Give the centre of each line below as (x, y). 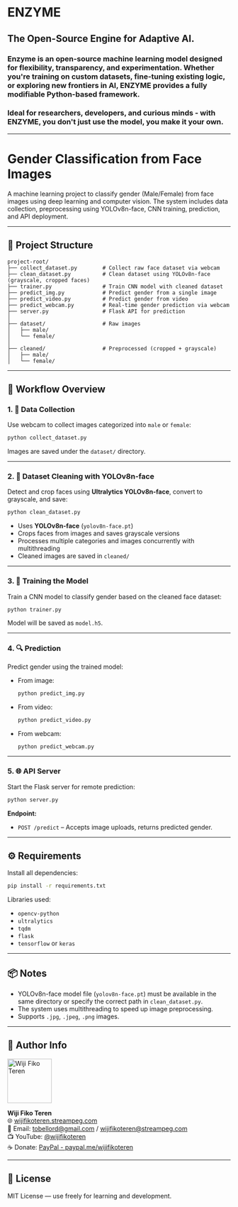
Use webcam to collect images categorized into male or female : (99, 425)
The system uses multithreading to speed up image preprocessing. (115, 1009)
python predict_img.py (51, 693)
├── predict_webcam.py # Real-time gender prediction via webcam (119, 305)
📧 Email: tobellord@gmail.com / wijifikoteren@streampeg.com (97, 1128)
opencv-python (38, 914)
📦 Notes (27, 973)
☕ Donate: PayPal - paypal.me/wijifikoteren (70, 1147)
